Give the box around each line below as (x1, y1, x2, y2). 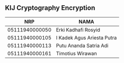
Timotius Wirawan (56, 50, 97, 57)
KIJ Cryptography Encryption (5, 4, 96, 12)
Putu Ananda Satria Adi (56, 42, 109, 49)
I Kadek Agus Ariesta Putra (56, 34, 117, 41)
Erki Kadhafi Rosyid (56, 26, 100, 33)
